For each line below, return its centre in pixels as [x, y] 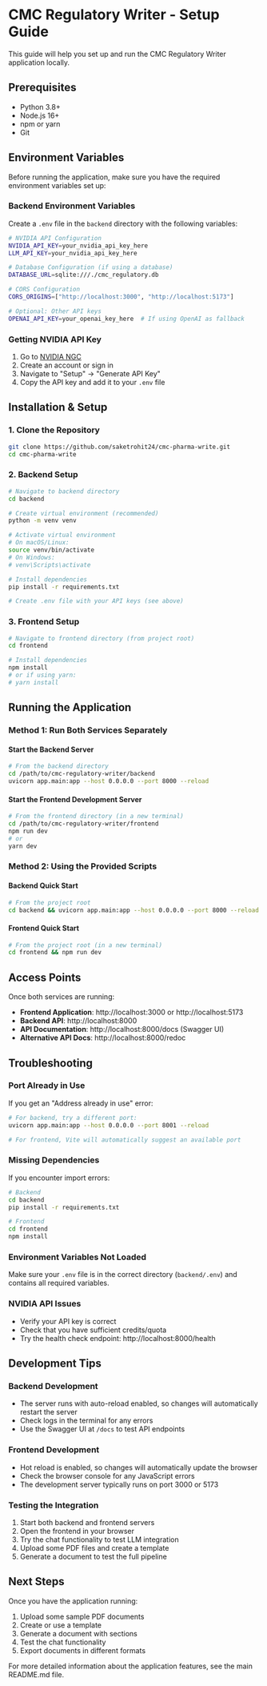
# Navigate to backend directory [64, 491]
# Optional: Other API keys [55, 311]
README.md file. [36, 1674]
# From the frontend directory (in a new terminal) [96, 817]
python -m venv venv [43, 521]
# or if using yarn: [43, 675]
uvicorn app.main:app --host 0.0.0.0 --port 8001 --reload [109, 1125]
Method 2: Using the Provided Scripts [83, 866]
